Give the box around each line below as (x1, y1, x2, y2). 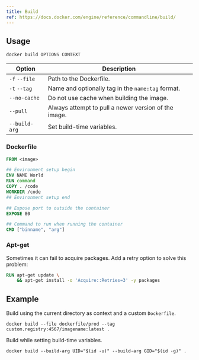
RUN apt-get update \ (6, 272, 60, 278)
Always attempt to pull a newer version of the (47, 104, 174, 112)
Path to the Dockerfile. (47, 75, 110, 83)
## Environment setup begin (6, 167, 76, 173)
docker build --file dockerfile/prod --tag (6, 321, 115, 327)
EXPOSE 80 (6, 211, 31, 217)
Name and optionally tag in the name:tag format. (47, 84, 181, 92)
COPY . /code (6, 184, 38, 189)
